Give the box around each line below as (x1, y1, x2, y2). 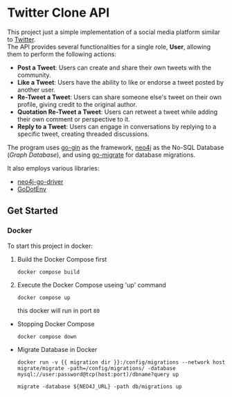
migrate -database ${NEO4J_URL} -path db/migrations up (17, 383, 182, 390)
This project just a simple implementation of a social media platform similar (7, 28, 220, 36)
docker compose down (17, 333, 77, 340)
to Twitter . (7, 35, 36, 43)
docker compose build (17, 269, 80, 276)
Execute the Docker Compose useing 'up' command (17, 280, 166, 289)
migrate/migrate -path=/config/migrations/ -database (17, 364, 176, 372)
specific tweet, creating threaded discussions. (17, 130, 150, 138)
